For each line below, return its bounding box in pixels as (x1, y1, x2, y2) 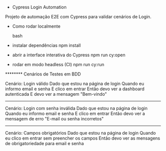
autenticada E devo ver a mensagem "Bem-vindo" (5, 91, 107, 97)
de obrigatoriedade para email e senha (5, 141, 84, 146)
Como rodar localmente (12, 23, 61, 29)
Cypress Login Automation (12, 4, 67, 10)
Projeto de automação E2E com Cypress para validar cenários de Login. (5, 14, 152, 19)
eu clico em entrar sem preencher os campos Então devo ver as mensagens (5, 135, 161, 141)
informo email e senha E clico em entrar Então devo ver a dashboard (5, 86, 145, 92)
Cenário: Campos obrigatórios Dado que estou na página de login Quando (5, 130, 156, 136)
